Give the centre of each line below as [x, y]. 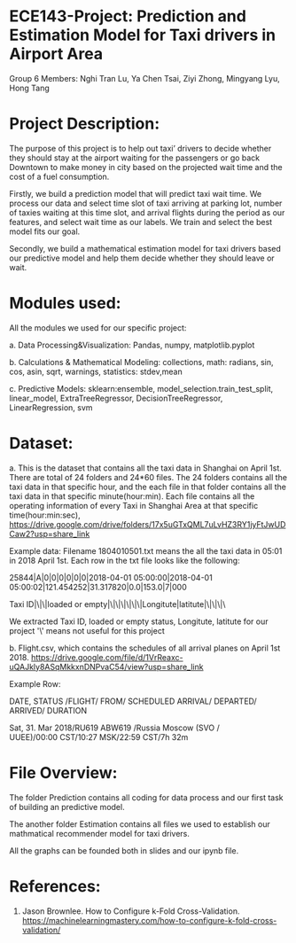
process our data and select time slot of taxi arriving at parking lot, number [146, 203]
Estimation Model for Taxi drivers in [143, 35]
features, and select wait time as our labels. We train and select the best [141, 222]
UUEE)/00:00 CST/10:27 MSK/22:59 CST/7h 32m [99, 736]
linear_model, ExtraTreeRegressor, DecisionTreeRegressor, [116, 398]
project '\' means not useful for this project [87, 630]
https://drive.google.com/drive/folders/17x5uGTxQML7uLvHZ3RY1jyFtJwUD [148, 524]
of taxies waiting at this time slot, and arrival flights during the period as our [147, 212]
